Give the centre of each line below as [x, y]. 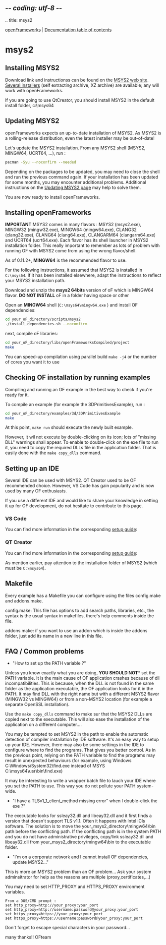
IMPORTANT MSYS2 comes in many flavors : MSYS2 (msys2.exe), [73, 225]
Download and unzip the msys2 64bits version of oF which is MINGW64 [79, 290]
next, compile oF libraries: [32, 334]
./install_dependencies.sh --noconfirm [46, 324]
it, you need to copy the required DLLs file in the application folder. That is [81, 448]
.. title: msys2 [19, 20]
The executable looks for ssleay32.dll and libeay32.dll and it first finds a [79, 816]
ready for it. [17, 395]
